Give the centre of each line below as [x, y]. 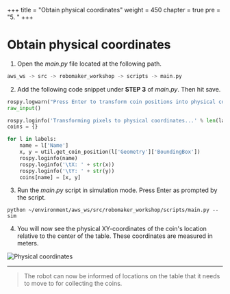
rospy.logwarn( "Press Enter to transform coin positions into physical [111, 102]
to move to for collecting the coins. [73, 284]
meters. [28, 243]
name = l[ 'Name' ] [44, 146]
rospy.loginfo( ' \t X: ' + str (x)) [67, 164]
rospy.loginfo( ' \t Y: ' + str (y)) [67, 171]
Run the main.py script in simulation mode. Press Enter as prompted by [117, 190]
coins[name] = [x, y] [50, 177]
